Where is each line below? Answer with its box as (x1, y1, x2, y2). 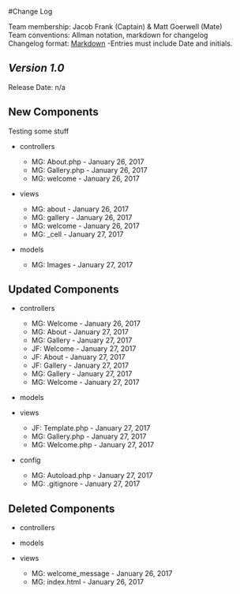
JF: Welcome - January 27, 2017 (31, 344, 137, 353)
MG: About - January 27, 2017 (31, 327, 129, 337)
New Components (8, 106, 99, 119)
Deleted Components (8, 502, 115, 515)
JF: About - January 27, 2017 (31, 353, 126, 362)
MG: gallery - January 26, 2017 (31, 212, 133, 222)
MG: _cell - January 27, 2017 (31, 229, 124, 239)
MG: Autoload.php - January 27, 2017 (31, 471, 153, 480)
